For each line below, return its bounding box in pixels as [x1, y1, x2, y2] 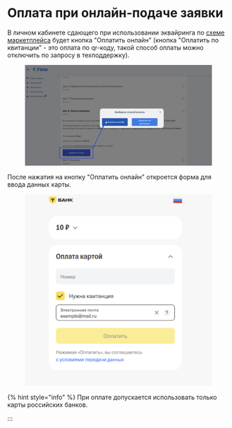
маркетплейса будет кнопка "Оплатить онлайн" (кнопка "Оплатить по [7, 35, 219, 44]
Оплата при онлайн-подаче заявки [7, 5, 224, 21]
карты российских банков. [7, 400, 88, 409]
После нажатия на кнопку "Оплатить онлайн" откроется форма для [7, 172, 212, 181]
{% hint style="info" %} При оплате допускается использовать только [7, 393, 217, 401]
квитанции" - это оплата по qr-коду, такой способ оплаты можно [7, 43, 204, 52]
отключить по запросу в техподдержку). [7, 51, 130, 59]
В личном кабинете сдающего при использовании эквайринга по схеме [7, 28, 225, 37]
